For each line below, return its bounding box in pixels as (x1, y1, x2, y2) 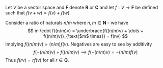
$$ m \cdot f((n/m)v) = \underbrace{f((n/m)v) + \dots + (28, 28, 144, 34)
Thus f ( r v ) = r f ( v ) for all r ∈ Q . (5, 57, 69, 63)
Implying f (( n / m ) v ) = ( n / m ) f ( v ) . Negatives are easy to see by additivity (5, 41, 152, 47)
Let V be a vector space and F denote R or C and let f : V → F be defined (5, 5, 158, 10)
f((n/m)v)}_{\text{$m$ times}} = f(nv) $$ (43, 33, 128, 39)
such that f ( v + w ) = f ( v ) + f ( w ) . (5, 10, 71, 16)
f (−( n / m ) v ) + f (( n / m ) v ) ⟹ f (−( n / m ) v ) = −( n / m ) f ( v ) (33, 49, 138, 55)
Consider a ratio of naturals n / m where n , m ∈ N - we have (5, 20, 129, 26)
